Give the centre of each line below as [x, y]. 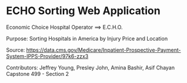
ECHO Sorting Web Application [83, 11]
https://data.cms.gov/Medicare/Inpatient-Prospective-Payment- [103, 50]
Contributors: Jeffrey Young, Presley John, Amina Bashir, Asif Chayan [91, 67]
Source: [16, 50]
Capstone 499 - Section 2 [38, 74]
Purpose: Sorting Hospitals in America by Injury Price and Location [87, 38]
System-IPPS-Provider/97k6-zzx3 [47, 56]
